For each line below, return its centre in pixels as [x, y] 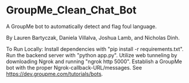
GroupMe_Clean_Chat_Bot [71, 10]
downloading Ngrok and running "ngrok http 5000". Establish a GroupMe [94, 61]
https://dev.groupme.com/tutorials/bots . [55, 74]
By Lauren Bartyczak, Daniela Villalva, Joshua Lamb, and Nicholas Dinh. [93, 37]
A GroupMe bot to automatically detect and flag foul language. [82, 26]
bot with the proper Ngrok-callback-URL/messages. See [74, 67]
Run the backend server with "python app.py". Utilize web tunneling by [92, 55]
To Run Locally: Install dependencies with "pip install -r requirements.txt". [95, 49]
